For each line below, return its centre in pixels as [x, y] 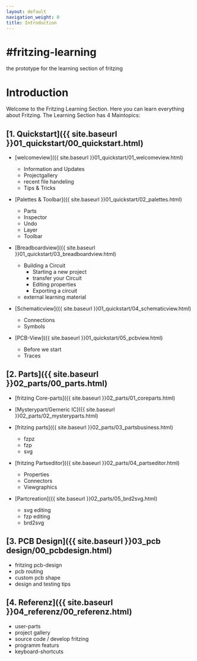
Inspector [35, 217]
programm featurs [37, 645]
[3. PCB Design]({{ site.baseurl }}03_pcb [84, 541]
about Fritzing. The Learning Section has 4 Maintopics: [73, 115]
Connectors [38, 480]
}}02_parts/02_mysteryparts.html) [56, 416]
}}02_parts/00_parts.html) [57, 384]
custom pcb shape [37, 577]
